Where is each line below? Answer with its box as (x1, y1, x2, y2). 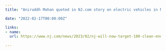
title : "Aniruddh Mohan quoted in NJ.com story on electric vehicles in (5, 7, 158, 12)
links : (5, 25, 19, 30)
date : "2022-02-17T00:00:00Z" (5, 16, 68, 21)
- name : (5, 29, 21, 34)
